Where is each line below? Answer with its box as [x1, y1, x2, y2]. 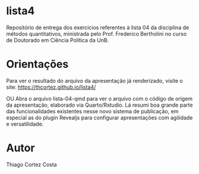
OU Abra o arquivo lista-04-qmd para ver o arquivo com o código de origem [6, 95, 193, 102]
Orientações [6, 58, 69, 71]
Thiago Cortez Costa [6, 161, 58, 168]
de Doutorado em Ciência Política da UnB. [6, 36, 109, 44]
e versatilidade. [6, 120, 44, 128]
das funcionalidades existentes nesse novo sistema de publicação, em [6, 107, 179, 114]
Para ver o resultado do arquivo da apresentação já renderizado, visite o [6, 77, 183, 84]
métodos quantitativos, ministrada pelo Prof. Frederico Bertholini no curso [6, 30, 187, 37]
